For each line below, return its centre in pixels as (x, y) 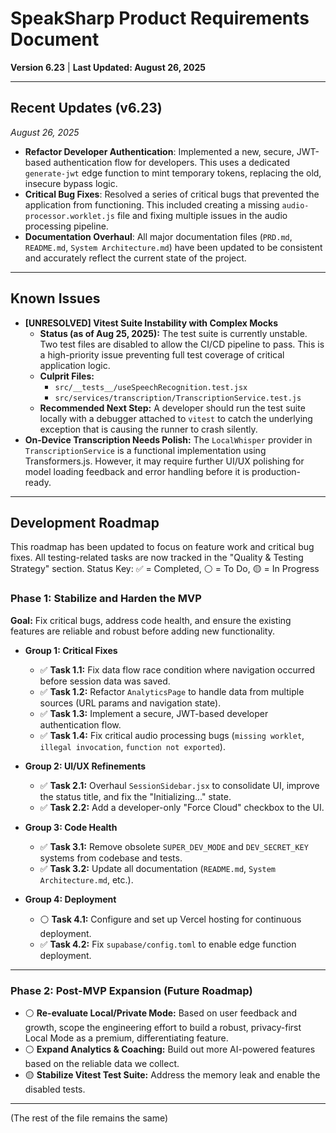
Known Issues (55, 298)
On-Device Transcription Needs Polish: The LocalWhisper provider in (168, 439)
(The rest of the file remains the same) (89, 1118)
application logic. (75, 365)
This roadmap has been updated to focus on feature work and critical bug (162, 547)
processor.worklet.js (69, 216)
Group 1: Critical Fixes (71, 650)
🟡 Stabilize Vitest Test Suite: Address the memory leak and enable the (172, 1074)
